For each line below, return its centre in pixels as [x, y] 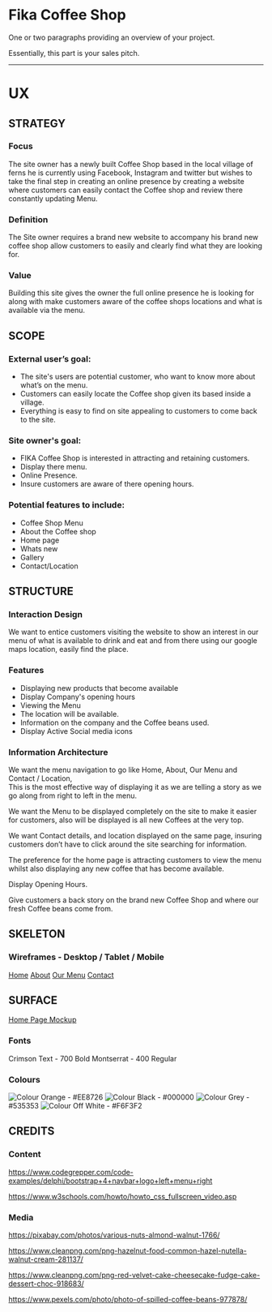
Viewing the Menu [50, 705]
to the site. [38, 420]
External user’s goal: [50, 358]
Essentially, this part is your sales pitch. [74, 53]
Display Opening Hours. [48, 884]
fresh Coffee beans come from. [61, 908]
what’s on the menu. [54, 385]
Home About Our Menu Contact [62, 975]
